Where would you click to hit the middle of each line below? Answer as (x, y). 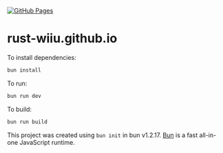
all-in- (208, 135)
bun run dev (24, 96)
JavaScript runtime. (47, 142)
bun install (24, 70)
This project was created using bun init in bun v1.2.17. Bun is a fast (103, 135)
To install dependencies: (42, 57)
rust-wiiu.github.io (62, 39)
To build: (20, 109)
